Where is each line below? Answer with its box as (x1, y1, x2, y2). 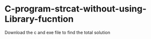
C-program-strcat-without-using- (4, 3, 147, 14)
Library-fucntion (4, 13, 74, 25)
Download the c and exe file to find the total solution (4, 29, 110, 35)
